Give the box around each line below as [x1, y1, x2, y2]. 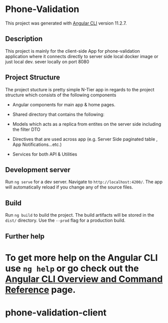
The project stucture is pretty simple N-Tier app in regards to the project [5, 86, 154, 92]
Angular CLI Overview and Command [5, 273, 163, 284]
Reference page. [5, 284, 76, 295]
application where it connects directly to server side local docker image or [5, 53, 159, 59]
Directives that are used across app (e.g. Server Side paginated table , [12, 136, 158, 142]
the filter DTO [12, 126, 41, 132]
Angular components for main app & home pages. [12, 101, 115, 107]
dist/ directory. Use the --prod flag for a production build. [5, 217, 125, 224]
